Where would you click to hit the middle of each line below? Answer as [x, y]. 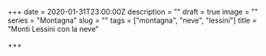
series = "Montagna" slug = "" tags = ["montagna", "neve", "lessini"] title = [132, 20]
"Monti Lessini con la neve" [53, 29]
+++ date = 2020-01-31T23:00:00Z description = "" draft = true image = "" [133, 12]
